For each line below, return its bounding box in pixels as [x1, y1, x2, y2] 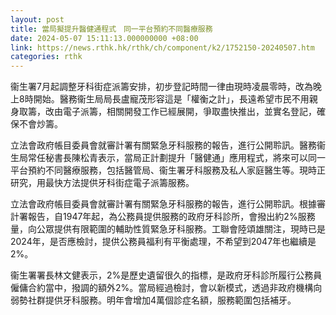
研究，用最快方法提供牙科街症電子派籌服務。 [10, 177, 195, 189]
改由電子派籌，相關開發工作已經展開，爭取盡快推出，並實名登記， [44, 106, 317, 118]
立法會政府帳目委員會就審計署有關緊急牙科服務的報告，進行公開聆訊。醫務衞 [10, 139, 326, 151]
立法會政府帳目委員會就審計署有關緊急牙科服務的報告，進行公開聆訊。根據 [10, 198, 317, 210]
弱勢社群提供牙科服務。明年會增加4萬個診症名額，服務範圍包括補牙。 [10, 294, 297, 306]
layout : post [10, 14, 65, 25]
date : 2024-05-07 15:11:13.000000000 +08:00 [10, 33, 199, 43]
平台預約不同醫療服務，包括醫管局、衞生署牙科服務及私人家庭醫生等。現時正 [10, 164, 326, 176]
